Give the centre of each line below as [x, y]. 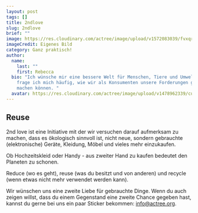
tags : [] [17, 17]
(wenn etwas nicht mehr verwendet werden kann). [67, 179]
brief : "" [18, 34]
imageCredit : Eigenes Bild [39, 45]
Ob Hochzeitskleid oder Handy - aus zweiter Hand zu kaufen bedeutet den [97, 155]
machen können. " [38, 88]
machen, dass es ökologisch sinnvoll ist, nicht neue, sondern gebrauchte [95, 138]
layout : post [22, 11]
